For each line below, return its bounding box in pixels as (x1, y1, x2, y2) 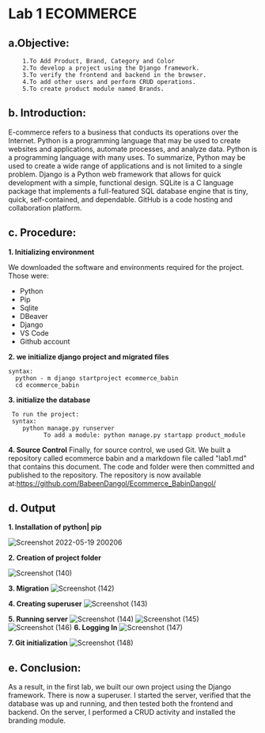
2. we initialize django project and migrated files (8, 351, 169, 361)
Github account (19, 336, 70, 346)
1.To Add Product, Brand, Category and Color (22, 57, 176, 65)
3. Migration (8, 583, 49, 594)
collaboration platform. (8, 203, 82, 212)
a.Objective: (8, 36, 70, 50)
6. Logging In (74, 623, 118, 632)
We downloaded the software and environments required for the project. (8, 262, 244, 272)
